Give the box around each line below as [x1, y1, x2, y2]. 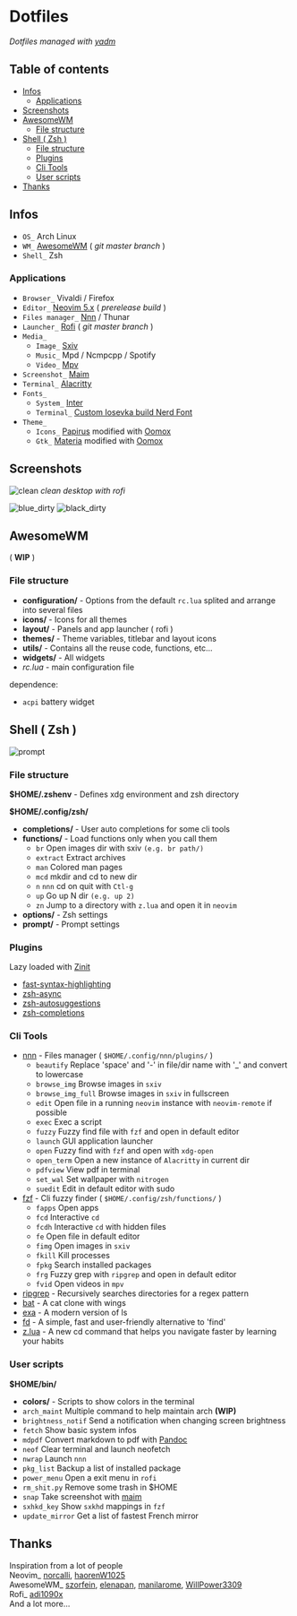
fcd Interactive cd [35, 1212, 100, 1223]
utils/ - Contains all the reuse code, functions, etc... [21, 643, 213, 653]
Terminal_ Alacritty [21, 378, 92, 389]
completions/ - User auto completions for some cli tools [21, 823, 231, 834]
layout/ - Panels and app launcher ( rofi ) [21, 623, 174, 634]
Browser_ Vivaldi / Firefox [21, 292, 115, 303]
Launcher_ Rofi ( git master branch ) [21, 321, 154, 332]
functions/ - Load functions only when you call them [21, 833, 217, 843]
